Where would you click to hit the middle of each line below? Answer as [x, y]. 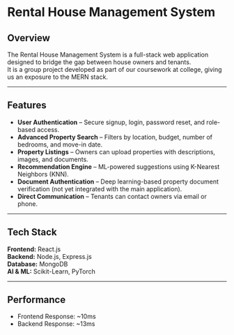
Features [27, 105]
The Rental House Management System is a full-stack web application [108, 54]
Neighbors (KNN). [43, 174]
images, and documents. [53, 159]
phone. [28, 204]
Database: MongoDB [38, 264]
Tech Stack [32, 232]
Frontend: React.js [34, 249]
